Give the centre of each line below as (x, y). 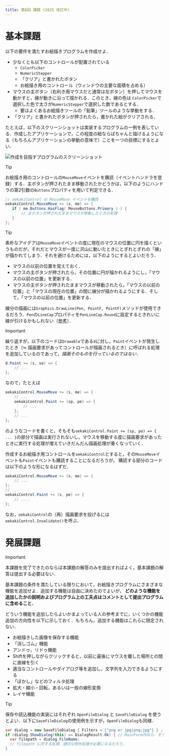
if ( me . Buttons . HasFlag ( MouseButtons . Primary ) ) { (69, 209)
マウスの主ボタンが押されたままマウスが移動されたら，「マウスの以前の (86, 285)
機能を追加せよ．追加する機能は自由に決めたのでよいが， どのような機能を (83, 591)
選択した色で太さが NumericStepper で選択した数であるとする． (77, 104)
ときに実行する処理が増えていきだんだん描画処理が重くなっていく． (75, 443)
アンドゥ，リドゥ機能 (34, 650)
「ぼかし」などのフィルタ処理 (43, 681)
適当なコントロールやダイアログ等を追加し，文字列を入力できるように (85, 668)
